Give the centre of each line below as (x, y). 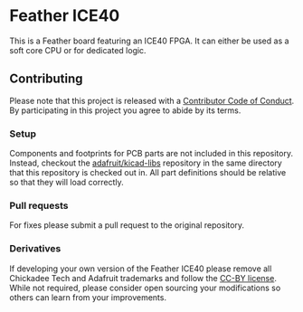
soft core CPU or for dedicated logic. (78, 50)
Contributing (46, 79)
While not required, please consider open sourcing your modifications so (145, 288)
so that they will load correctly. (66, 183)
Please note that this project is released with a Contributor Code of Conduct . (152, 100)
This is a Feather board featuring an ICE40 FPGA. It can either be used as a (149, 41)
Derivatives (35, 249)
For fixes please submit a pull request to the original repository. (127, 225)
